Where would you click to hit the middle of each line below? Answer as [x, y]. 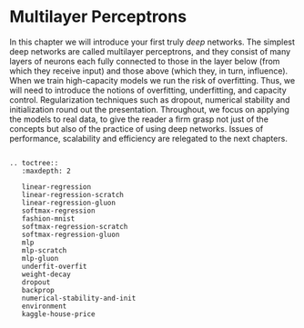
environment [44, 306]
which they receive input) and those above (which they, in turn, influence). [149, 71]
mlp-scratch [44, 250]
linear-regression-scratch [73, 194]
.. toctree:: [34, 163]
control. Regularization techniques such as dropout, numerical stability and [150, 99]
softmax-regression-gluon [71, 234]
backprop [38, 290]
